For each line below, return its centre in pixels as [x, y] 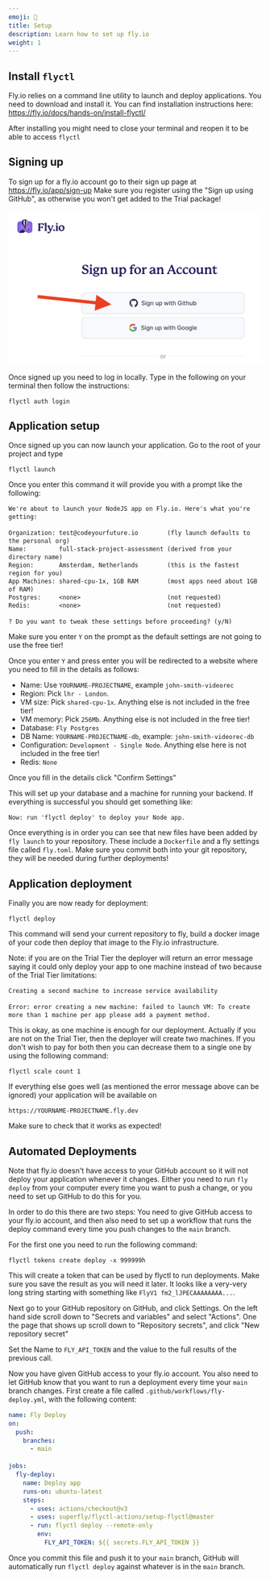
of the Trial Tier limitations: [53, 975]
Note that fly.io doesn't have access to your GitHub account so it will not [128, 1170]
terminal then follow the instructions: [69, 385]
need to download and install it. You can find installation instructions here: [131, 104]
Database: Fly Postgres [60, 728]
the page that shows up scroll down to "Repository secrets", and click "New [134, 1325]
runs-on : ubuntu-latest [63, 1491]
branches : [39, 1440]
